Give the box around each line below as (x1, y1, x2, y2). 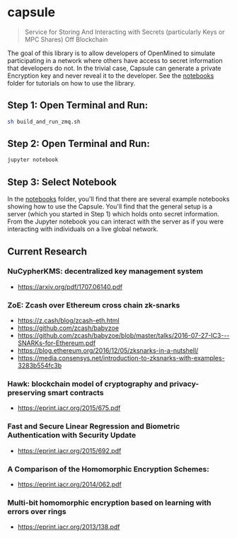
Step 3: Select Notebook (7, 176, 117, 188)
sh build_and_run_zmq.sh (7, 118, 81, 125)
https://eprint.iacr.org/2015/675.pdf (17, 404, 121, 412)
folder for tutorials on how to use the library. (7, 78, 136, 87)
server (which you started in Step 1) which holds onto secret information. (7, 210, 219, 218)
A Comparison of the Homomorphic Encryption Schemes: (7, 464, 210, 474)
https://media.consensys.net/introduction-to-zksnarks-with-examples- (17, 354, 225, 363)
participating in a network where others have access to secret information (7, 56, 223, 64)
